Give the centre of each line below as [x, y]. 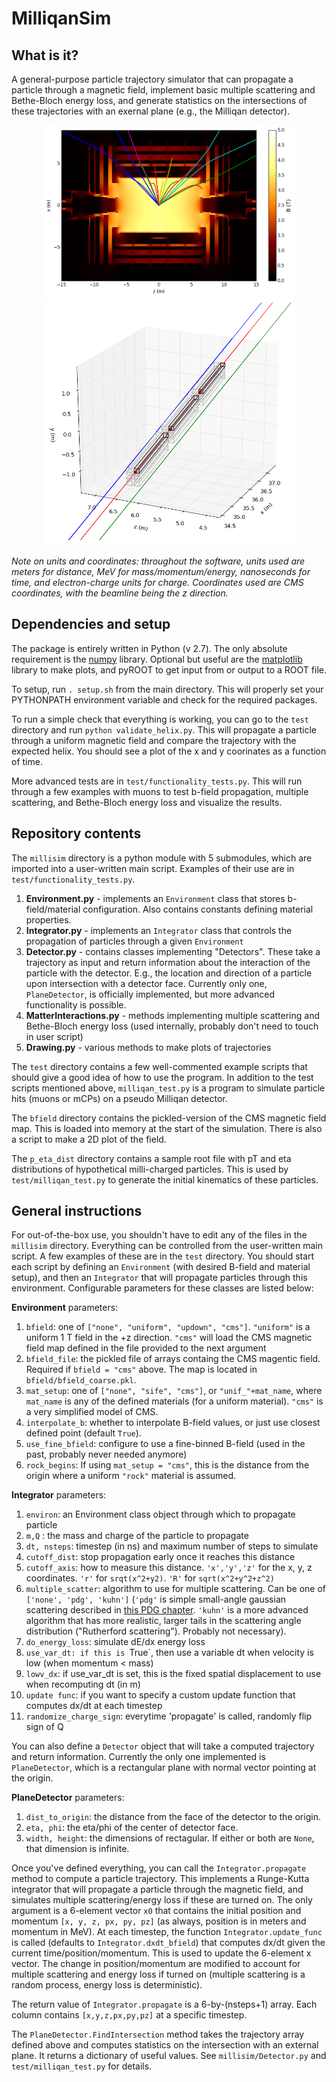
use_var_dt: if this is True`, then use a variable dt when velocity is [169, 1653]
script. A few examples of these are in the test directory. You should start [163, 1256]
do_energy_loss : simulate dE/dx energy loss [115, 1642]
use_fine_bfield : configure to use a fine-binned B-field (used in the [165, 1444]
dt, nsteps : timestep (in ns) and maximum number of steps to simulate [172, 1546]
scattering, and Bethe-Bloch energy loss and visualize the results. [147, 802]
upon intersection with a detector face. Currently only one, [146, 983]
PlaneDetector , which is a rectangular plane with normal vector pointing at [164, 1768]
